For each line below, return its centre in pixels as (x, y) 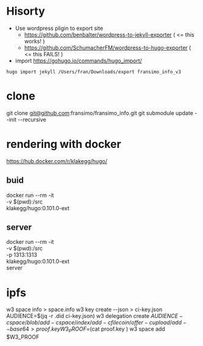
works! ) (34, 41)
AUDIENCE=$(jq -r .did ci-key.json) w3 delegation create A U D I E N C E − (95, 316)
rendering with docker (64, 144)
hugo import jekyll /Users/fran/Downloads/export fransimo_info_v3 (94, 72)
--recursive (32, 119)
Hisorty (26, 11)
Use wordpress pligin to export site (59, 28)
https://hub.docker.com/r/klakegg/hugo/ (57, 161)
